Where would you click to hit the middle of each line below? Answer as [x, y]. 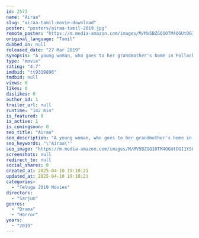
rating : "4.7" [24, 66]
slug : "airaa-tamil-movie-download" [51, 22]
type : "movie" [24, 61]
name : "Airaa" [24, 17]
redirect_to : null [29, 160]
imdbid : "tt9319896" [32, 72]
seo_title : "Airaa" [30, 133]
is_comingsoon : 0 [28, 127]
